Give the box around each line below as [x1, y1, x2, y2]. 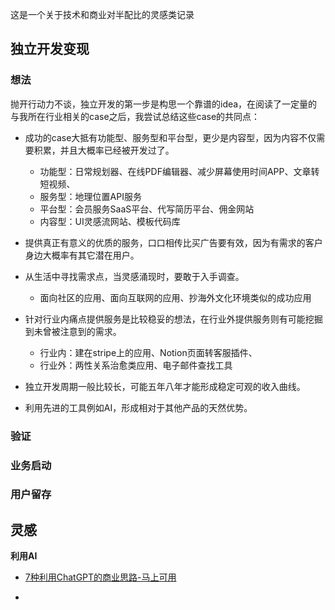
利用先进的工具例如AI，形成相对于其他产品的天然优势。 [24, 401, 253, 413]
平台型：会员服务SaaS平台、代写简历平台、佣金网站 [39, 203, 255, 215]
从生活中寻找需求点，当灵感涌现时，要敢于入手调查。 [24, 270, 245, 282]
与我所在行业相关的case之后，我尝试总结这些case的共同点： [10, 110, 261, 122]
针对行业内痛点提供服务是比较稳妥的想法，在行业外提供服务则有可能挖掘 [24, 313, 323, 325]
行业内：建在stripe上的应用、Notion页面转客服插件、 [39, 346, 258, 358]
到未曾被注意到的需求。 [24, 325, 122, 337]
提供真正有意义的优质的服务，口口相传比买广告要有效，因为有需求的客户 [24, 236, 323, 248]
